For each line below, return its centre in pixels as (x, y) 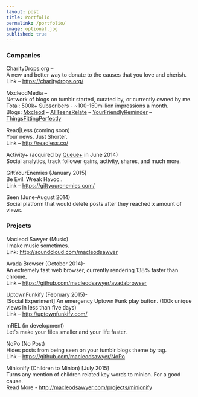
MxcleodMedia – (27, 93)
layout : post (23, 12)
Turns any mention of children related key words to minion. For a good (94, 374)
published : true (27, 34)
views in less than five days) (41, 307)
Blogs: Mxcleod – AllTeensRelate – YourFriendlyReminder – (79, 112)
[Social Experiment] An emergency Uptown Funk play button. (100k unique (99, 301)
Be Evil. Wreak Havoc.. (34, 179)
